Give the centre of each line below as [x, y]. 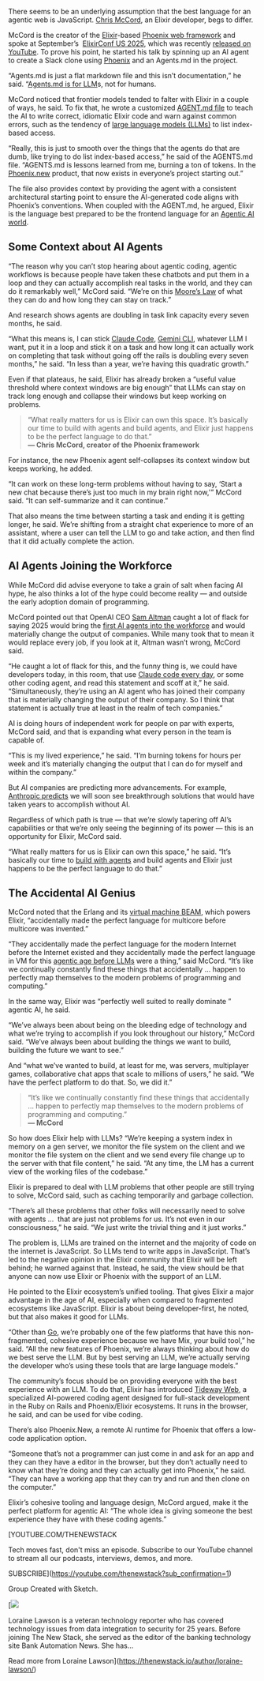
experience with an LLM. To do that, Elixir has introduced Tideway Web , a [127, 1390]
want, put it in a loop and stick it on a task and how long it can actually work [131, 347]
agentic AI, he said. [39, 1010]
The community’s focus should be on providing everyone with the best [123, 1381]
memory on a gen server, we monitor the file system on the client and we [127, 1147]
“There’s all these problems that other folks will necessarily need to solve [127, 1211]
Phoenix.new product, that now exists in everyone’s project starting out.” [126, 173]
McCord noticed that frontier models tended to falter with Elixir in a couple [129, 99]
